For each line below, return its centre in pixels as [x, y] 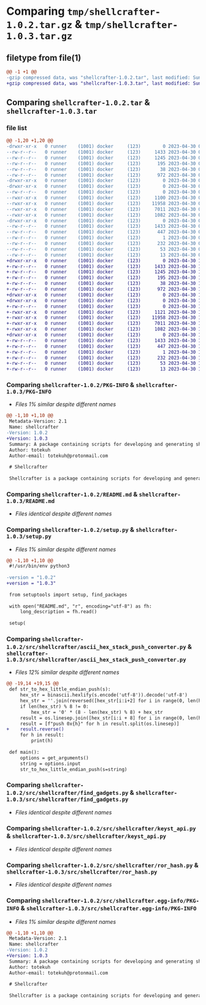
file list [17, 128]
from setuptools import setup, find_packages [68, 595]
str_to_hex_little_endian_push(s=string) [74, 769]
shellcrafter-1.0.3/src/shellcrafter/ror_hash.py [82, 872]
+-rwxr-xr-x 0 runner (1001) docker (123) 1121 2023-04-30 [101, 312]
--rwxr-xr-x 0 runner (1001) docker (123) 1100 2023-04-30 [101, 198]
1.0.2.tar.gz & [44, 24]
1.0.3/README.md [31, 501]
